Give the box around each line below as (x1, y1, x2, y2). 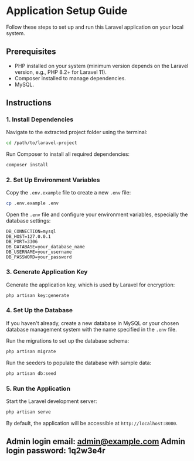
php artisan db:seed (6, 370, 57, 376)
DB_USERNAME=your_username (6, 249, 72, 255)
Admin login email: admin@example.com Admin (6, 436, 186, 446)
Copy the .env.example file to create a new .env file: (6, 189, 131, 196)
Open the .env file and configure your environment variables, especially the (6, 211, 189, 218)
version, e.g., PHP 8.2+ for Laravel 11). (14, 69, 107, 76)
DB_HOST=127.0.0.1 (6, 234, 51, 240)
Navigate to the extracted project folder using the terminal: (6, 129, 148, 136)
